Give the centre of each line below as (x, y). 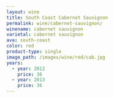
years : (15, 63)
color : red (20, 46)
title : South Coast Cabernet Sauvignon (57, 18)
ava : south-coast (28, 40)
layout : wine (23, 12)
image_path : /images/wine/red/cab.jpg (56, 57)
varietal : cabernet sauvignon (45, 35)
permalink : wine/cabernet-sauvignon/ (55, 23)
